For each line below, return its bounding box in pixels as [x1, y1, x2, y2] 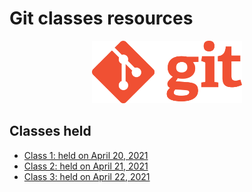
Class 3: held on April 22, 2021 [23, 170, 151, 182]
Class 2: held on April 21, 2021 [23, 160, 149, 172]
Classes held [9, 123, 92, 140]
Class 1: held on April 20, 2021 [23, 149, 149, 161]
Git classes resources [9, 7, 194, 30]
